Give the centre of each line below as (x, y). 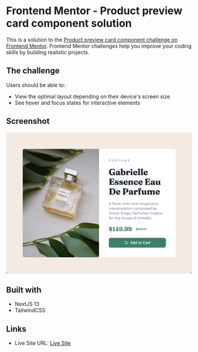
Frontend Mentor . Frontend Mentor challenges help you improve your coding (99, 46)
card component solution (69, 23)
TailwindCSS (30, 310)
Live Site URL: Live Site (43, 343)
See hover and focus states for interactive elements (77, 103)
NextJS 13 (27, 304)
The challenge (33, 71)
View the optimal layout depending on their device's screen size (92, 96)
